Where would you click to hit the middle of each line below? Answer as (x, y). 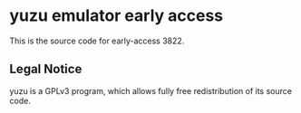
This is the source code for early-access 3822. (97, 41)
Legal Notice (46, 69)
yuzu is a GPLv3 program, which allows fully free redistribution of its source (151, 90)
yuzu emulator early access (117, 16)
